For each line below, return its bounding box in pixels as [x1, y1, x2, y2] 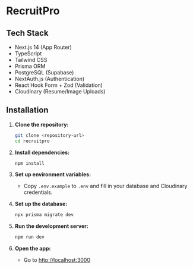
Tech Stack [6, 28, 49, 38]
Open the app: [14, 245, 51, 252]
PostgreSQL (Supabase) [14, 69, 74, 76]
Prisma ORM [14, 62, 46, 70]
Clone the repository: [14, 121, 69, 128]
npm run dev [14, 234, 45, 240]
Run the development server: [14, 223, 89, 230]
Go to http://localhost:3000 [23, 257, 91, 264]
